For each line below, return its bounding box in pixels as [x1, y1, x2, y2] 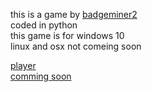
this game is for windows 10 [10, 30, 125, 41]
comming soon [10, 70, 72, 82]
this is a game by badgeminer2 [10, 9, 138, 20]
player [10, 60, 37, 71]
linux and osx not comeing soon [10, 40, 142, 52]
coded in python [10, 19, 78, 31]
